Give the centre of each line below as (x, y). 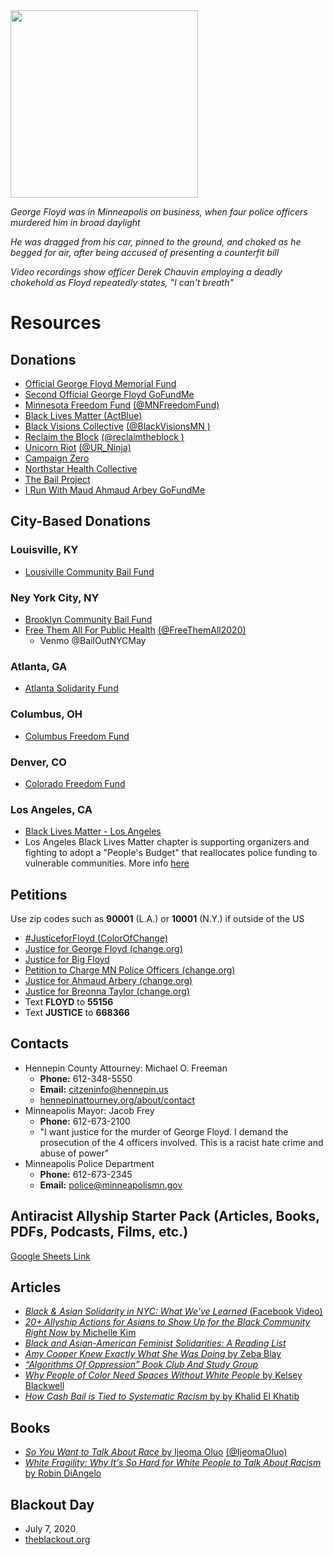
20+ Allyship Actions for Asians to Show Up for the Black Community (167, 1322)
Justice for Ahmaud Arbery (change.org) (108, 980)
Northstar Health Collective (81, 468)
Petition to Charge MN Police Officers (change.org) (130, 970)
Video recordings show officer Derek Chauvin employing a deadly (146, 272)
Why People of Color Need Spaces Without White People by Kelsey (163, 1375)
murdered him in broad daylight (75, 222)
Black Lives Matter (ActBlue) (83, 415)
